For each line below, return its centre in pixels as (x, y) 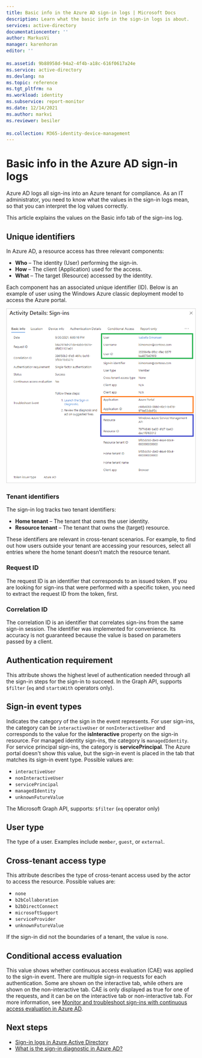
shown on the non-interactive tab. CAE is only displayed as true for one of (98, 989)
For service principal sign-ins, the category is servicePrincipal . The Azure (98, 747)
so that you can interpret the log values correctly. (67, 206)
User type (25, 827)
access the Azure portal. (37, 300)
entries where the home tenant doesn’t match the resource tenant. (88, 552)
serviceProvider (35, 920)
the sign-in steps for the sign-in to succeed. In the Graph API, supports (94, 681)
